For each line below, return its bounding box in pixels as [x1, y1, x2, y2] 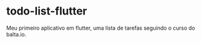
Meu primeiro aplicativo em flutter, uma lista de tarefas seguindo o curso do [6, 24, 196, 31]
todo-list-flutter [6, 4, 87, 18]
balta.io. [6, 30, 27, 38]
